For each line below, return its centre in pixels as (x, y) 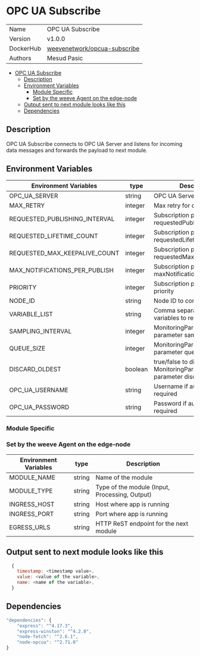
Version (20, 39)
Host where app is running (132, 504)
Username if (171, 386)
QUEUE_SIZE (27, 348)
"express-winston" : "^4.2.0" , (54, 631)
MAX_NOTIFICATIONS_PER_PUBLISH (62, 270)
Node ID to (169, 301)
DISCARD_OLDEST (35, 369)
